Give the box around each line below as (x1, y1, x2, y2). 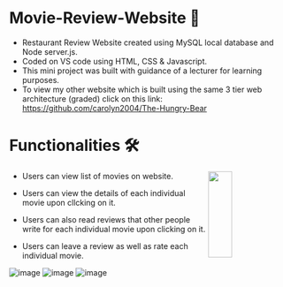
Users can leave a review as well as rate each (21, 240, 188, 251)
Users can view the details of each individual (21, 187, 186, 198)
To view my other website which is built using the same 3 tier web (21, 84, 263, 94)
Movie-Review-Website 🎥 (9, 8, 201, 28)
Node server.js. (21, 46, 78, 57)
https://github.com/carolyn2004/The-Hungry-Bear (21, 102, 208, 113)
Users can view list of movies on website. (21, 170, 174, 181)
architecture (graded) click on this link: (21, 93, 164, 104)
